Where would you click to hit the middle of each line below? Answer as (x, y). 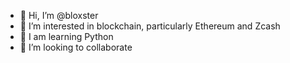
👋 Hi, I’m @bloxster (59, 15)
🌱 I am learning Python (66, 36)
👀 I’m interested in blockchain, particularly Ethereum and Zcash (150, 26)
